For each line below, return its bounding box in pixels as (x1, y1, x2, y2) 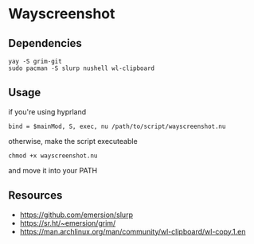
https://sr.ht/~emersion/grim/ (19, 218, 116, 227)
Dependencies (8, 37, 82, 50)
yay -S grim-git (8, 57, 62, 65)
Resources (8, 188, 63, 203)
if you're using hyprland (8, 107, 87, 116)
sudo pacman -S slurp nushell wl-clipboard (8, 64, 155, 72)
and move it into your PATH (8, 165, 98, 175)
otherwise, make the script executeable (8, 136, 138, 145)
